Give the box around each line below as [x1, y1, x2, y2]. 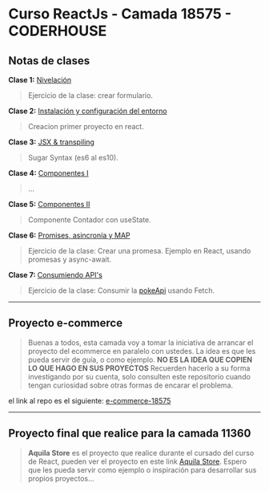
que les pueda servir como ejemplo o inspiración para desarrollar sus [27, 465, 257, 474]
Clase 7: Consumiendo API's [8, 270, 102, 279]
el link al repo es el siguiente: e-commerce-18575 [8, 396, 171, 405]
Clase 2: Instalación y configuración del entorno [8, 106, 167, 116]
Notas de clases [8, 54, 90, 67]
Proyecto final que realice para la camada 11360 [8, 427, 251, 440]
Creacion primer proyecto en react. [27, 122, 144, 131]
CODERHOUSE [8, 22, 107, 40]
